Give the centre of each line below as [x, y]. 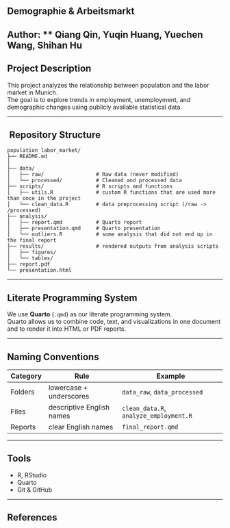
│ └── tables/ [30, 259]
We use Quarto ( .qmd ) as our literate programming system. [90, 314]
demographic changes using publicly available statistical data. [95, 107]
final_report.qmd [150, 427]
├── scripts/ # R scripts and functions [90, 187]
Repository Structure [55, 135]
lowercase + [68, 388]
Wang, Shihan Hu [45, 45]
